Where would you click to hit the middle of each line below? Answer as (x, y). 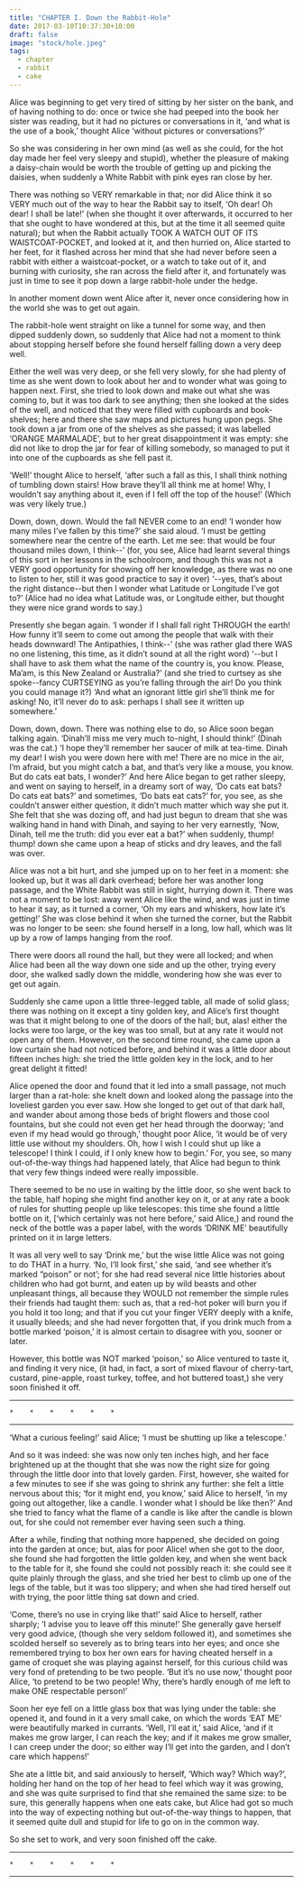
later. (19, 1341)
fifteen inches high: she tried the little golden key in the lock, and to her (141, 1058)
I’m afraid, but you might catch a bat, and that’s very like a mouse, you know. (151, 766)
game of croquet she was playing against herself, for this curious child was (149, 1662)
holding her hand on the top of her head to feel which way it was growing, (147, 1783)
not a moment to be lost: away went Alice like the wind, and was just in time (150, 899)
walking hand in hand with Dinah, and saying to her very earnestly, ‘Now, (144, 824)
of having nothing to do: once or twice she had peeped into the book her (144, 111)
